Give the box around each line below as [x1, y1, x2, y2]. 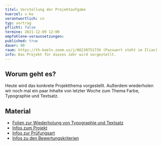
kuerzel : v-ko [5, 12, 34, 16]
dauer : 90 [5, 43, 25, 48]
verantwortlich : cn [5, 16, 45, 21]
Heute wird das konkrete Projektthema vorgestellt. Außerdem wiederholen [5, 83, 154, 88]
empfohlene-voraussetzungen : [5, 34, 64, 39]
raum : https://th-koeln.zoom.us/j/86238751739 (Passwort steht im [5, 47, 143, 52]
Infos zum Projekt [12, 125, 48, 131]
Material [5, 107, 31, 115]
